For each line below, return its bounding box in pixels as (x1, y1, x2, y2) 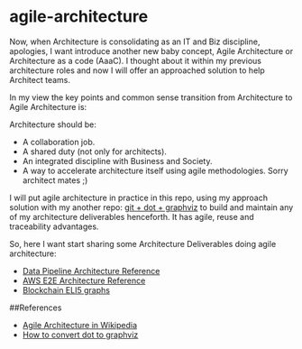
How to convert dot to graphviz (22, 329, 139, 340)
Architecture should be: (9, 119, 96, 130)
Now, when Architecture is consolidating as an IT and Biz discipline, (9, 36, 261, 47)
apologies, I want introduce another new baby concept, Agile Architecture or (9, 45, 294, 56)
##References (9, 302, 62, 313)
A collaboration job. (22, 136, 96, 147)
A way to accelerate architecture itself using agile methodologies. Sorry (22, 165, 288, 176)
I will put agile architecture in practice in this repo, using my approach (9, 192, 269, 203)
